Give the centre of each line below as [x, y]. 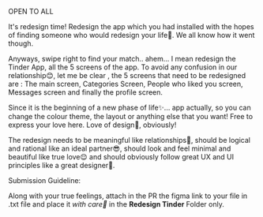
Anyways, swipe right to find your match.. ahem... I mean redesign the [122, 59]
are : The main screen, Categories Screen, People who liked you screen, [126, 84]
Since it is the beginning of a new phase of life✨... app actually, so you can [130, 107]
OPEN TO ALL [31, 11]
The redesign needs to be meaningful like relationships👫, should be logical [130, 140]
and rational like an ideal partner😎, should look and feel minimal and [120, 148]
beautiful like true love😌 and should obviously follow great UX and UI [121, 157]
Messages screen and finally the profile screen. [86, 92]
